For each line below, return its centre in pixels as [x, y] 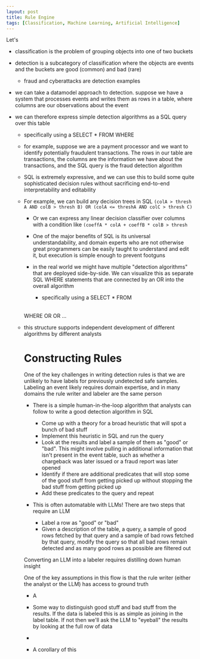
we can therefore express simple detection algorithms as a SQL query [101, 117]
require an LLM [51, 511]
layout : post [22, 12]
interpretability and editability [60, 190]
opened [51, 468]
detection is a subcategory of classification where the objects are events [104, 63]
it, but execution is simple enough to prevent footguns [99, 256]
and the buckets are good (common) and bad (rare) [78, 69]
